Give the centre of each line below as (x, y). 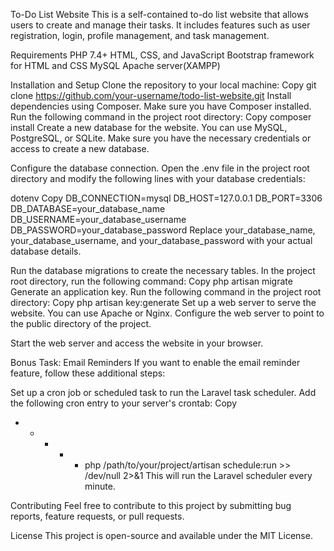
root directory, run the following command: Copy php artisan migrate (151, 281)
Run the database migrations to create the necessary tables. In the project (163, 270)
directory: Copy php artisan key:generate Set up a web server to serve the (163, 302)
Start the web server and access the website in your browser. (137, 343)
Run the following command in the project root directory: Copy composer (161, 117)
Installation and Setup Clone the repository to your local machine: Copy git (163, 85)
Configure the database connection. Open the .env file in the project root (160, 168)
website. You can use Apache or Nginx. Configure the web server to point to (167, 313)
